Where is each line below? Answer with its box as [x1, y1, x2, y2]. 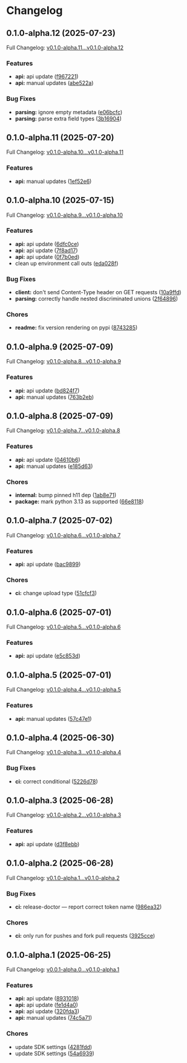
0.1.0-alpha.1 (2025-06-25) [6, 949, 111, 960]
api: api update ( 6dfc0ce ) [15, 240, 79, 247]
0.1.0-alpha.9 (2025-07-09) [6, 342, 114, 352]
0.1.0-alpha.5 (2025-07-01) [6, 670, 112, 680]
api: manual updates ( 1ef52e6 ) [15, 177, 92, 185]
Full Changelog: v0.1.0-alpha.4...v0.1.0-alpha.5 [6, 686, 121, 693]
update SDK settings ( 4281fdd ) [15, 1043, 93, 1050]
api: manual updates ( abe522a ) [15, 80, 94, 87]
